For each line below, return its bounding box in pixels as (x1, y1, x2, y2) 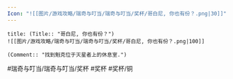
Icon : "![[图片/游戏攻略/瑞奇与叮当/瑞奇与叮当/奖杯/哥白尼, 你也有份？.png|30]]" (7, 10, 227, 17)
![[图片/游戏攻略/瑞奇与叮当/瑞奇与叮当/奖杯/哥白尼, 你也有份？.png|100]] (7, 37, 205, 45)
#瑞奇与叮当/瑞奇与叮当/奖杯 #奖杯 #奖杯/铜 (7, 64, 133, 73)
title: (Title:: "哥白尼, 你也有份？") (7, 30, 115, 37)
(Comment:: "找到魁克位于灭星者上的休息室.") (7, 51, 127, 58)
